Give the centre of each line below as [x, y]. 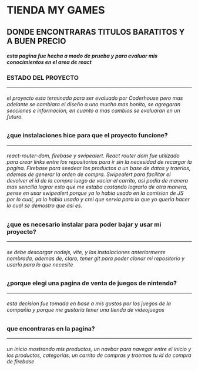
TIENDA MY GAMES [56, 10]
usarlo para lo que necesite [40, 264]
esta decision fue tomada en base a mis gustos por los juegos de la [89, 303]
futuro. [15, 117]
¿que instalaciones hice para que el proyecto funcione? [87, 136]
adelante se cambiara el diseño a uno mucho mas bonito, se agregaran [94, 104]
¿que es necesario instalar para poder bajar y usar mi [84, 224]
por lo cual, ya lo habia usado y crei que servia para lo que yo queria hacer [98, 200]
